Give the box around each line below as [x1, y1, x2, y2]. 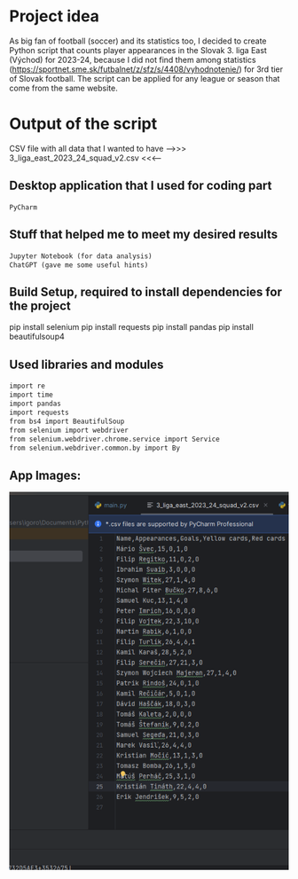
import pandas [9, 399, 62, 409]
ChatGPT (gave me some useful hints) [9, 260, 149, 270]
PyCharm [9, 202, 38, 212]
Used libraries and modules [9, 357, 164, 372]
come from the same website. [9, 82, 118, 93]
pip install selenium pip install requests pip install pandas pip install [9, 322, 255, 333]
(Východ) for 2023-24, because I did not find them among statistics [9, 54, 256, 65]
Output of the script [9, 114, 158, 134]
